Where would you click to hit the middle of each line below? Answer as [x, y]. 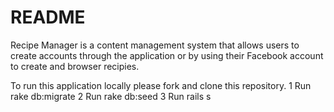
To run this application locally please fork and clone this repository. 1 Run [161, 85]
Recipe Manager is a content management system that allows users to [155, 45]
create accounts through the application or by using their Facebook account [167, 55]
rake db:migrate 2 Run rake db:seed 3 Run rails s [111, 96]
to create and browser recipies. [75, 66]
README [48, 17]
